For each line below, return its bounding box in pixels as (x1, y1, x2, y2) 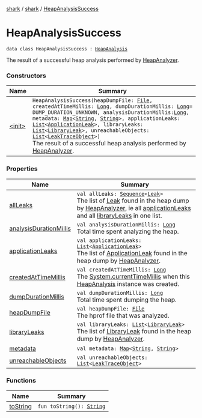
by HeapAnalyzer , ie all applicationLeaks (76, 204, 191, 212)
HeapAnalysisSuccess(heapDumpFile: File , (32, 97, 153, 104)
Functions (6, 377, 36, 385)
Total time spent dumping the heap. (76, 295, 177, 304)
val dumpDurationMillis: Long (76, 289, 164, 296)
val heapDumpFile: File (76, 305, 145, 312)
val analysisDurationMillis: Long (76, 221, 176, 228)
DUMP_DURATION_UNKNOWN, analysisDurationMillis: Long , (32, 109, 190, 116)
